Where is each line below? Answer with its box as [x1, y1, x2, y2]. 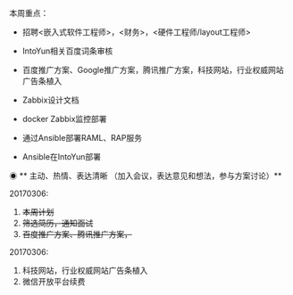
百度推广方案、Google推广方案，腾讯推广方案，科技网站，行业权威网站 [21, 65, 284, 75]
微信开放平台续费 [21, 276, 86, 287]
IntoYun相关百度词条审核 [21, 45, 113, 56]
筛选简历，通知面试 [21, 217, 94, 228]
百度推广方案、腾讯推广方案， [21, 229, 132, 239]
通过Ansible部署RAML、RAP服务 [21, 133, 143, 143]
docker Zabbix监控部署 [21, 114, 107, 124]
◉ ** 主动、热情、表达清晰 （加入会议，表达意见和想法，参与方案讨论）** [9, 170, 282, 181]
